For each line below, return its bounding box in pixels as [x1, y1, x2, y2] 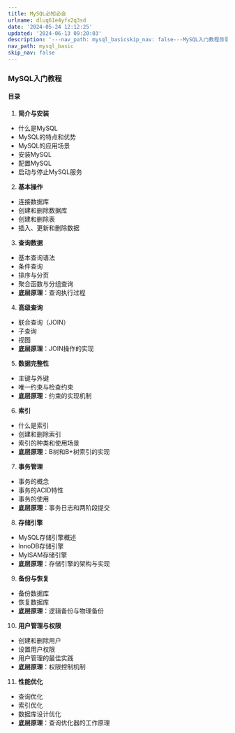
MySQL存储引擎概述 [17, 533, 76, 541]
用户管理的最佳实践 [17, 654, 74, 662]
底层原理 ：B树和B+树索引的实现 [17, 448, 110, 455]
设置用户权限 [17, 645, 55, 653]
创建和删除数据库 [17, 206, 68, 214]
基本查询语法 [17, 253, 55, 262]
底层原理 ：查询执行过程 [17, 288, 86, 297]
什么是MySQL [17, 124, 58, 132]
